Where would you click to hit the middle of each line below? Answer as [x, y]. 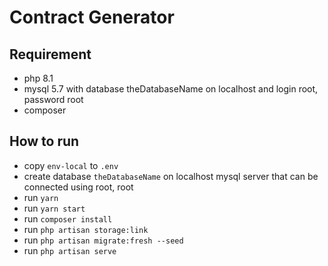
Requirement [50, 54]
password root [53, 99]
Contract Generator [92, 17]
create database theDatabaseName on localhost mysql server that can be [171, 176]
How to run [44, 141]
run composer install [68, 218]
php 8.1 [38, 78]
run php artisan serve [70, 250]
